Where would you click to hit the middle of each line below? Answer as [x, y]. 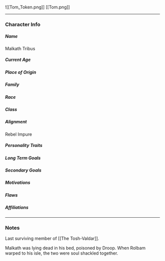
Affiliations [17, 207]
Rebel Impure [19, 134]
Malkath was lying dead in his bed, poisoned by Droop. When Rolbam [75, 248]
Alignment [16, 122]
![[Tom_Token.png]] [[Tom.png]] [38, 7]
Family [12, 85]
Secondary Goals [23, 170]
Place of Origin [21, 72]
